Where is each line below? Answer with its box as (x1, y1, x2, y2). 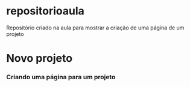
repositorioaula (6, 4, 84, 18)
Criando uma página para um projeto (6, 73, 116, 82)
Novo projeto (6, 52, 73, 65)
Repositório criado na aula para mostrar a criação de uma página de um (6, 24, 185, 31)
